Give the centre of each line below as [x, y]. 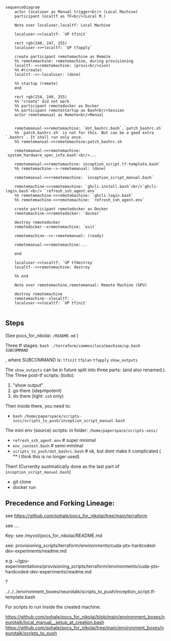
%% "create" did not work [42, 101]
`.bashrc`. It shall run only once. [44, 137]
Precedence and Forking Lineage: [60, 504]
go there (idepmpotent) [37, 390]
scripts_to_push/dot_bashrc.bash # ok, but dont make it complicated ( [87, 451]
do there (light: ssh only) [38, 396]
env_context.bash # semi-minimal [48, 445]
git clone [22, 482]
